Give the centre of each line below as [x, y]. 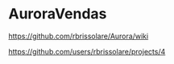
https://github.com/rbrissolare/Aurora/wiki [79, 36]
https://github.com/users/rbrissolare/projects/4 [87, 51]
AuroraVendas [58, 14]
